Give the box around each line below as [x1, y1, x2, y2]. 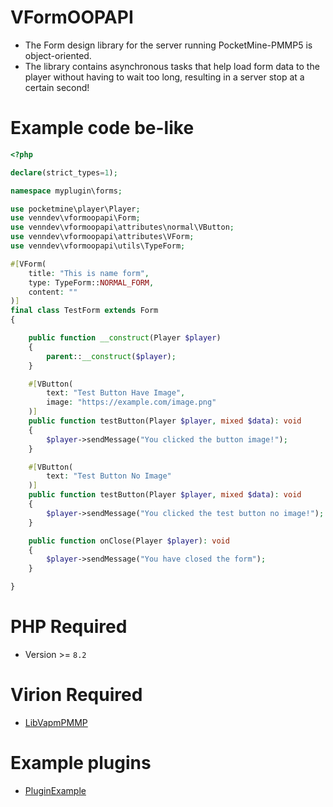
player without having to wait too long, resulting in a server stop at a [24, 71, 305, 83]
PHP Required [10, 616, 128, 638]
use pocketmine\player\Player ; [10, 204, 141, 214]
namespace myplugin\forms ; [10, 186, 123, 196]
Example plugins [10, 752, 152, 775]
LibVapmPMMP [24, 716, 88, 728]
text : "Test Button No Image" [46, 471, 172, 481]
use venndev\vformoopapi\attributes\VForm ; [10, 232, 195, 242]
